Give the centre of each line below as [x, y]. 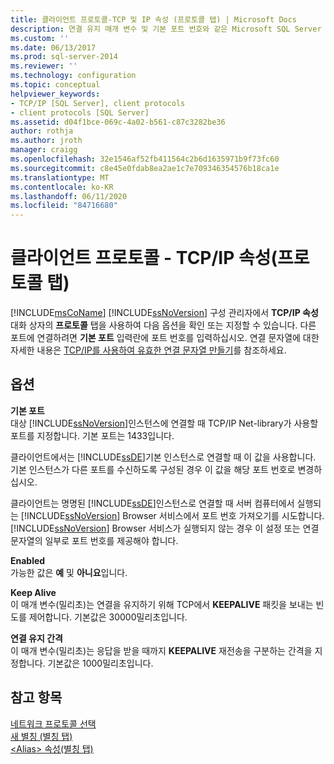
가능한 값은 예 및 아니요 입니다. [69, 572]
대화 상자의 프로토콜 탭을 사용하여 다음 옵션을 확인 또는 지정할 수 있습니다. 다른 [163, 325]
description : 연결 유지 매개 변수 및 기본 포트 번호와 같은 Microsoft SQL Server [166, 29]
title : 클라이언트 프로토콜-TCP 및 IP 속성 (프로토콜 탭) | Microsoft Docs [154, 19]
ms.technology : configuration [73, 76]
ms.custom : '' [40, 38]
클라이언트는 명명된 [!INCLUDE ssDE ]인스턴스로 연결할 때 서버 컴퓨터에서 [152, 503]
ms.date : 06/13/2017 [53, 47]
